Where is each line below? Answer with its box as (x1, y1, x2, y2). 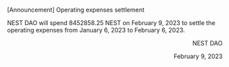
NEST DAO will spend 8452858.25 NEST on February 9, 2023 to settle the (7, 19, 215, 26)
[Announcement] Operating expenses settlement (7, 6, 145, 14)
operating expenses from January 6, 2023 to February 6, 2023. (7, 26, 185, 34)
